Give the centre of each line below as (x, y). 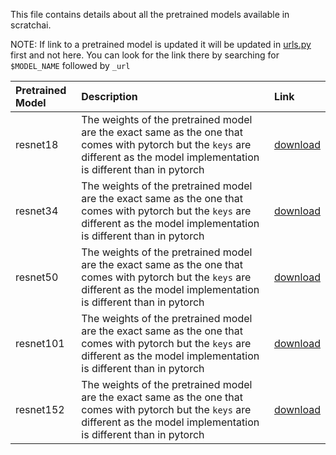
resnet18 (37, 144)
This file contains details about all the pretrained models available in (150, 14)
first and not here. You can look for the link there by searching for (145, 55)
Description (109, 96)
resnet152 (40, 409)
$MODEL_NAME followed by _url (70, 65)
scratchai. (31, 25)
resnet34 (37, 211)
